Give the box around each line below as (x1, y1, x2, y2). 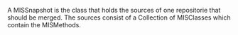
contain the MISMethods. (7, 21, 82, 29)
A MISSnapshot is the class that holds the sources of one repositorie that (7, 6, 221, 14)
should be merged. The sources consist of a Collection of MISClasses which (7, 13, 231, 22)
